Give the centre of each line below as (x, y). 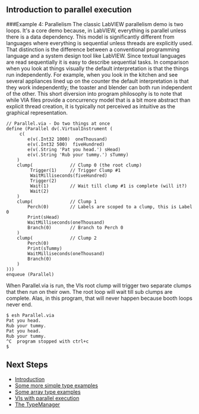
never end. (19, 304)
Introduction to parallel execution (69, 10)
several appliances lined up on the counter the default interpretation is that (97, 81)
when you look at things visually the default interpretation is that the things (97, 68)
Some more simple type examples (56, 385)
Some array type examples (48, 391)
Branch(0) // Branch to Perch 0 (75, 228)
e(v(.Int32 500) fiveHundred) (66, 144)
